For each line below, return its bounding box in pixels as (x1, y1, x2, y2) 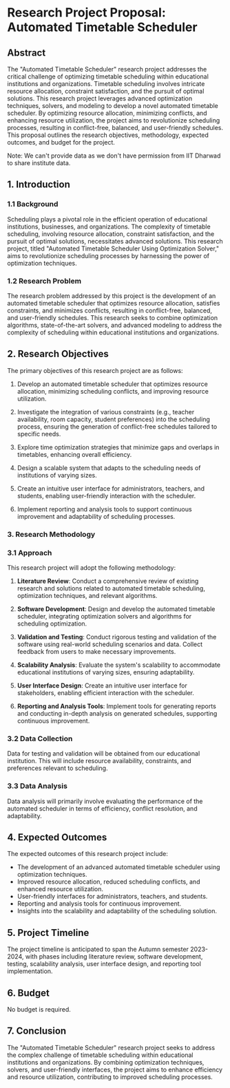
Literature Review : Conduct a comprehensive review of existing (17, 577, 199, 586)
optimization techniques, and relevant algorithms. (17, 592, 158, 600)
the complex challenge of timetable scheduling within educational (7, 1051, 194, 1059)
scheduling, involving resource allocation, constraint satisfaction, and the (7, 229, 215, 238)
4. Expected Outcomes (7, 831, 107, 843)
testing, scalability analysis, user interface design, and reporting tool (7, 960, 202, 968)
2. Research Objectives (7, 348, 109, 360)
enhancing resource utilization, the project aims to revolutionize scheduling (7, 116, 220, 125)
